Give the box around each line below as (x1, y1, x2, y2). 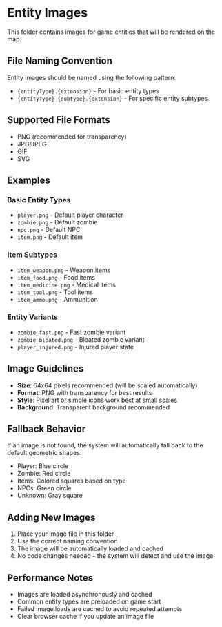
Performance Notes (7, 572, 94, 583)
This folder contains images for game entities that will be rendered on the (7, 28, 216, 36)
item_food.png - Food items (17, 273, 95, 281)
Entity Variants (7, 312, 59, 322)
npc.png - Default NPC (17, 226, 81, 234)
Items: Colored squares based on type (17, 476, 126, 485)
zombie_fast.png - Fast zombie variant (17, 328, 126, 336)
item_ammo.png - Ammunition (17, 295, 98, 303)
